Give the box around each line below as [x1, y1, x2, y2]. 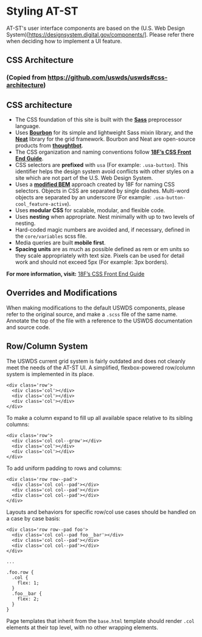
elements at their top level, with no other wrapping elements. [6, 624, 158, 631]
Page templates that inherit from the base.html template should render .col [6, 617, 195, 624]
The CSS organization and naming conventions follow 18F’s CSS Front [15, 148, 192, 156]
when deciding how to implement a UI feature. [6, 37, 122, 44]
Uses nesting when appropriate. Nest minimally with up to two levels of [15, 213, 195, 221]
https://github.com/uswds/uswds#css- [47, 73, 168, 82]
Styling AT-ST [6, 4, 78, 18]
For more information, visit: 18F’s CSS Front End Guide [6, 270, 145, 278]
